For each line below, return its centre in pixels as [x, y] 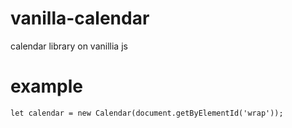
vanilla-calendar [80, 18]
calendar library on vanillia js [69, 46]
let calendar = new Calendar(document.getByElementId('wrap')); [147, 113]
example [47, 86]
